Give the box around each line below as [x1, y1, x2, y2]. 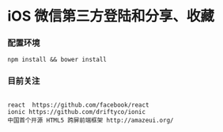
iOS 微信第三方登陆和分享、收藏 [7, 7, 215, 25]
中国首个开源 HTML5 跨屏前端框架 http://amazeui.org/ [7, 116, 174, 124]
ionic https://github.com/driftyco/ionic [7, 107, 146, 115]
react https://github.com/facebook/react [7, 100, 149, 109]
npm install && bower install [7, 56, 108, 64]
